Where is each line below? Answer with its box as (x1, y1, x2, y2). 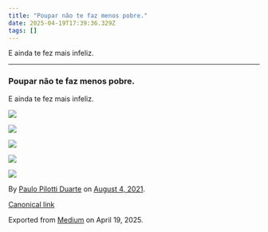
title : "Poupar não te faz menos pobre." (8, 11, 148, 20)
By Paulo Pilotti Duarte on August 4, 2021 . (8, 184, 146, 194)
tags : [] (8, 26, 37, 34)
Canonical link (8, 199, 55, 209)
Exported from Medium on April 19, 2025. (8, 214, 144, 224)
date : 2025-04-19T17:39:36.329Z (8, 19, 116, 27)
